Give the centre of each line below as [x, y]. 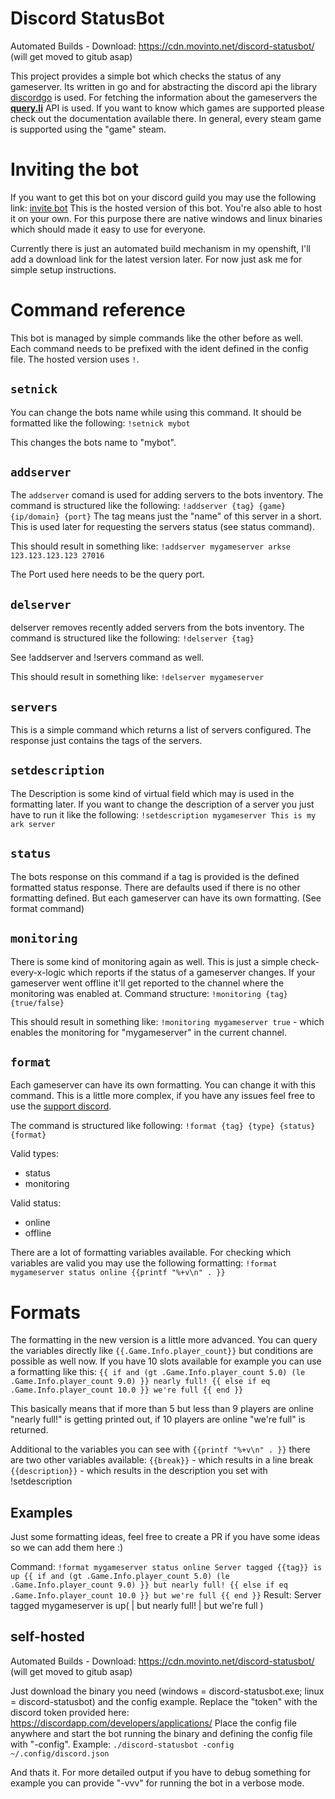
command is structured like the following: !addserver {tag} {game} [148, 506]
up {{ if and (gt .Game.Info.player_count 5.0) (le [120, 1577]
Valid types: [34, 1154]
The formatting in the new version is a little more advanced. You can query [164, 1340]
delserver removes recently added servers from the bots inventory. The [157, 628]
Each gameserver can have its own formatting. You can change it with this [163, 1085]
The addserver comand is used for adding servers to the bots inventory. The [167, 495]
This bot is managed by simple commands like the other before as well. [157, 338]
